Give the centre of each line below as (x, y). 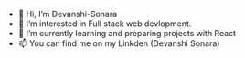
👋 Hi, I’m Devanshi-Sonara (68, 14)
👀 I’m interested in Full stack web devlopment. (105, 24)
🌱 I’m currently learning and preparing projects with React (127, 33)
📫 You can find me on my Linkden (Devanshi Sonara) (119, 43)
